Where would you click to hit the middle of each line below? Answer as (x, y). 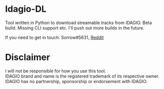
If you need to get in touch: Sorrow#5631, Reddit (54, 37)
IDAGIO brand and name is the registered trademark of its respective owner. (82, 76)
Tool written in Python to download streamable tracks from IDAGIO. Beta (79, 23)
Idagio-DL (26, 9)
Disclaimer (28, 57)
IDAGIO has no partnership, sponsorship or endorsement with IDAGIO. (76, 81)
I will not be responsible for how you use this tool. (56, 71)
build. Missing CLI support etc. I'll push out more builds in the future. (75, 28)
